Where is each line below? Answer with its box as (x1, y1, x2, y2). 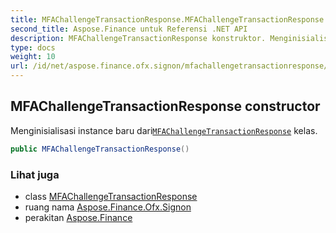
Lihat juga (10, 167, 60, 181)
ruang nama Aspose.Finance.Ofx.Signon (24, 201, 192, 213)
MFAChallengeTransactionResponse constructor (10, 98, 321, 115)
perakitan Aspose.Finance (24, 211, 133, 223)
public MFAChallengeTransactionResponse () (10, 144, 190, 154)
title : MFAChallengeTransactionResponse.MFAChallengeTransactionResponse (10, 14, 325, 25)
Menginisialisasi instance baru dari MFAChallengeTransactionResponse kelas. (10, 124, 318, 136)
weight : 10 (10, 52, 56, 62)
